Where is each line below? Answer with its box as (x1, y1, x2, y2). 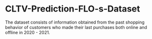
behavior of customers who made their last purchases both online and (5, 24, 148, 30)
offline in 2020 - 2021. (5, 29, 50, 35)
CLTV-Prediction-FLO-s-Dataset (5, 3, 140, 14)
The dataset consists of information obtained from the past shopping (5, 19, 145, 25)
